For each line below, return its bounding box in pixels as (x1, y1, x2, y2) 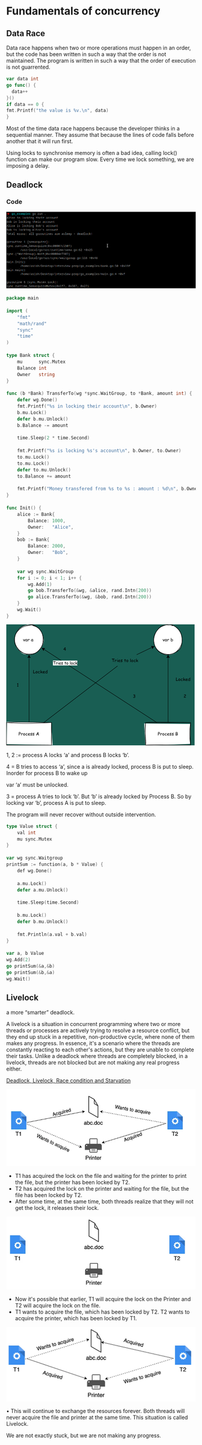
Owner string (17, 371, 55, 377)
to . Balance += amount (17, 473, 71, 479)
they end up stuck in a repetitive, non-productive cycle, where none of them (6, 1033, 195, 1040)
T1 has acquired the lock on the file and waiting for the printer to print (14, 1172, 187, 1179)
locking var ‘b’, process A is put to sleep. (6, 799, 106, 806)
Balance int (17, 365, 47, 371)
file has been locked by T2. (14, 1191, 82, 1198)
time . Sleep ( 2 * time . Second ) (17, 435, 90, 441)
